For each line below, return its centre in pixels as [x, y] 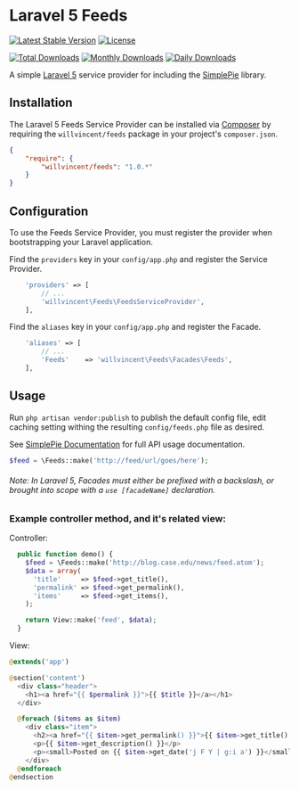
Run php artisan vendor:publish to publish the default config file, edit [138, 417]
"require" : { [49, 158]
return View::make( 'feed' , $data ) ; [91, 621]
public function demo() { [65, 555]
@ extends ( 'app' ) [39, 662]
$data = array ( [53, 571]
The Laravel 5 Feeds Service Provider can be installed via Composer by [140, 124]
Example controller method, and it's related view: [118, 518]
